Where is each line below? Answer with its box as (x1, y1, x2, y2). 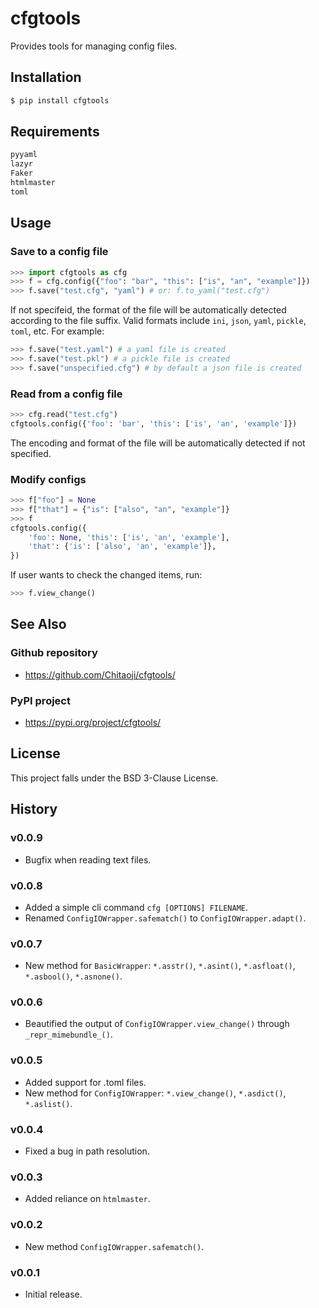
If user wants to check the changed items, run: (10, 569, 203, 581)
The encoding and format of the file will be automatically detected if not (10, 437, 306, 449)
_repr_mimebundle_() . (24, 1028, 113, 1041)
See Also (10, 616, 67, 633)
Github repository (10, 646, 98, 660)
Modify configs (10, 472, 87, 486)
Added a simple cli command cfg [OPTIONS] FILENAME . (24, 901, 249, 913)
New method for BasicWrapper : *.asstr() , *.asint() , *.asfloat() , (24, 960, 296, 972)
